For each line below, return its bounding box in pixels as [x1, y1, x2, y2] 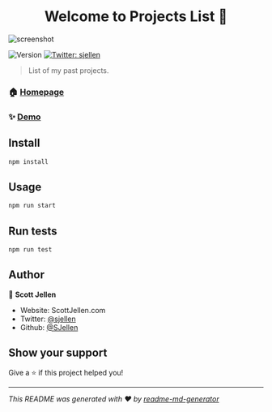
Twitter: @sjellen [19, 314, 76, 324]
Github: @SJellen [19, 322, 79, 332]
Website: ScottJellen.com [19, 305, 106, 315]
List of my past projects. [28, 65, 109, 75]
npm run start [8, 202, 57, 210]
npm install [8, 157, 49, 165]
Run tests [8, 224, 57, 238]
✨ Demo [8, 111, 41, 122]
